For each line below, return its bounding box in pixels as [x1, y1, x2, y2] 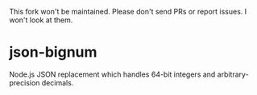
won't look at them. [9, 15, 73, 25]
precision [9, 77, 40, 87]
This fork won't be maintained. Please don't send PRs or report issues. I [9, 7, 247, 16]
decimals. [41, 77, 74, 87]
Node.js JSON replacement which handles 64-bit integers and [9, 69, 216, 79]
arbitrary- [217, 69, 249, 79]
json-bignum [9, 43, 97, 61]
